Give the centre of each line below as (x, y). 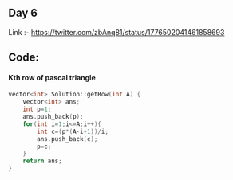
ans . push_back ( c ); (67, 139)
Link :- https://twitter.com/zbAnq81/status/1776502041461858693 (116, 32)
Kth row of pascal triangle (52, 77)
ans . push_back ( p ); (53, 117)
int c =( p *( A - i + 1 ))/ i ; (73, 131)
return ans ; (42, 161)
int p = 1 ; (37, 110)
